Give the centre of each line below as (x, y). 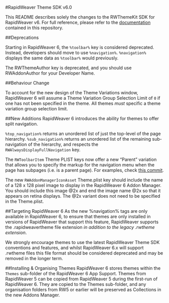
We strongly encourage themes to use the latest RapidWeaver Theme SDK (82, 242)
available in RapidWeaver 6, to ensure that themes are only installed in (78, 217)
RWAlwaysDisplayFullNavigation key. (43, 150)
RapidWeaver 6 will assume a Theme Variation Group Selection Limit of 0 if (83, 98)
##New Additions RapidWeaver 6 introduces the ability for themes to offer (82, 118)
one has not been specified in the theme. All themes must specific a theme (83, 103)
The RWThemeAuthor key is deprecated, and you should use (69, 68)
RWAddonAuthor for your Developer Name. (50, 73)
